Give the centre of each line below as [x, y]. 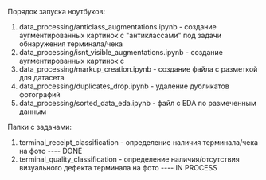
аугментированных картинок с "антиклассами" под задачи [120, 35]
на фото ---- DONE [51, 151]
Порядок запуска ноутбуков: [56, 12]
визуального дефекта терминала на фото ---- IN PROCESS [118, 168]
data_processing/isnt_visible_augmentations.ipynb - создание [121, 52]
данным [33, 112]
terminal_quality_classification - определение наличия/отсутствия [129, 159]
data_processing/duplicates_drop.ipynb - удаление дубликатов [124, 86]
